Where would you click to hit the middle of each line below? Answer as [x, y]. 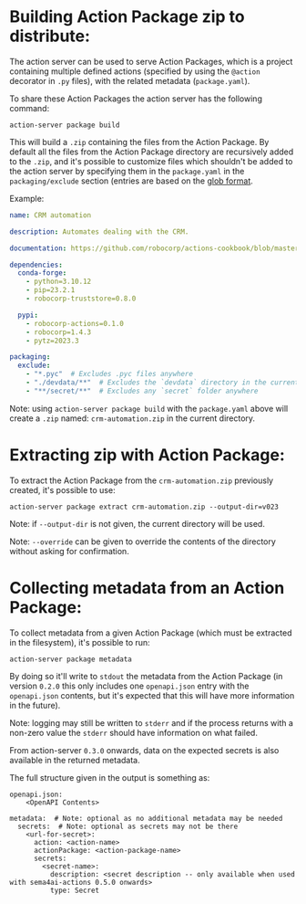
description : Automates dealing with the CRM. [99, 231]
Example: [27, 198]
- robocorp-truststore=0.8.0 [81, 299]
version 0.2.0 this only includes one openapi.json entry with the [129, 686]
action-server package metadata [71, 659]
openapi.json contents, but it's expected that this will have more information [152, 695]
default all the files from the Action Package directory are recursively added [152, 152]
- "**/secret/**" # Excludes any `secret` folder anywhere [142, 391]
